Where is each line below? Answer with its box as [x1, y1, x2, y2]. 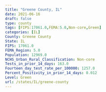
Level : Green [5, 75, 32, 80]
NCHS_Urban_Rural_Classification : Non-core [5, 57, 95, 62]
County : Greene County [5, 35, 51, 39]
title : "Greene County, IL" [5, 7, 63, 12]
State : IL [5, 39, 25, 44]
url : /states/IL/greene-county [5, 79, 69, 84]
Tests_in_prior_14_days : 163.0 [5, 61, 69, 66]
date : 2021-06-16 [5, 12, 41, 17]
